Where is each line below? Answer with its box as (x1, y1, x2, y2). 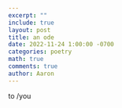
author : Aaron (8, 70, 55, 77)
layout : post (8, 26, 51, 34)
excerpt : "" (8, 11, 47, 20)
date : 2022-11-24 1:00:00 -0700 (8, 41, 114, 49)
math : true (8, 56, 44, 63)
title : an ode (8, 33, 55, 41)
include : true (8, 19, 55, 27)
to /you (8, 91, 31, 100)
